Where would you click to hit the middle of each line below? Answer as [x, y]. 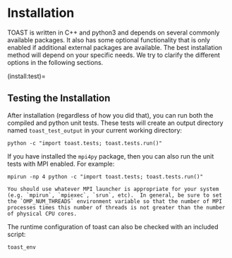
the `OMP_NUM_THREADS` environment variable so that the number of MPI [115, 201]
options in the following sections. [55, 62]
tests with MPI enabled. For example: [61, 164]
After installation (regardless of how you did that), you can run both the [110, 115]
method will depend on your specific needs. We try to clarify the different [114, 55]
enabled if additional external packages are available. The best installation [115, 47]
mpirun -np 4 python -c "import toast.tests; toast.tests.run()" [105, 177]
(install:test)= [26, 76]
